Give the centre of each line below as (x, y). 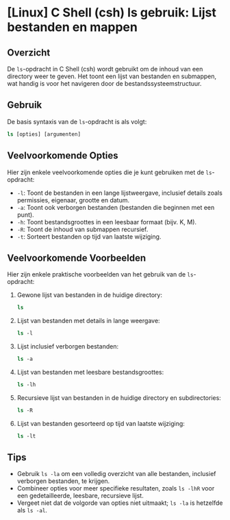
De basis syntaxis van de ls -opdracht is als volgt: (77, 121)
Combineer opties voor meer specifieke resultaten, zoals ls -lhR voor (116, 488)
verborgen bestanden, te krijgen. (63, 481)
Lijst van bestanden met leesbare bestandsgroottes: (90, 372)
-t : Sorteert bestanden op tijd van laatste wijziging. (89, 236)
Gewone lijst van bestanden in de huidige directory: (90, 295)
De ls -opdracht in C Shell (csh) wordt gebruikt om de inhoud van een (105, 69)
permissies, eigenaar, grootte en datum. (73, 200)
